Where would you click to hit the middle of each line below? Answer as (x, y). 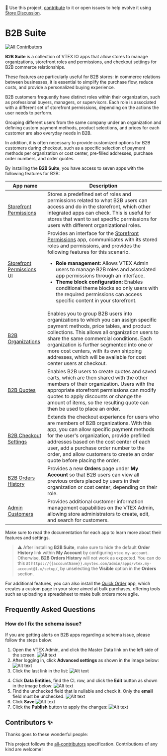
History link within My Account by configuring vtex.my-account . (83, 552)
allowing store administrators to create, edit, (98, 514)
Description (103, 186)
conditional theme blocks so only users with (107, 288)
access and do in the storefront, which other (99, 207)
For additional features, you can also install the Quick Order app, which (78, 583)
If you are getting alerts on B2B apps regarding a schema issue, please (78, 635)
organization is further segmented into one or (100, 344)
